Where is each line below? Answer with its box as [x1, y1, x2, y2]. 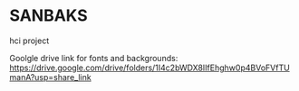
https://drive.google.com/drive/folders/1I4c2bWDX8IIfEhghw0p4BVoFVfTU [9, 62, 290, 73]
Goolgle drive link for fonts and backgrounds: [9, 52, 178, 63]
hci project [9, 35, 50, 46]
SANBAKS [9, 5, 88, 26]
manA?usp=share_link [9, 71, 92, 82]
